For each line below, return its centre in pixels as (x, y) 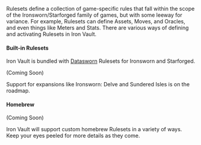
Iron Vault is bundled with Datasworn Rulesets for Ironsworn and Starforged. (101, 61)
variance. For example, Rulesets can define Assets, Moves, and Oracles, (96, 21)
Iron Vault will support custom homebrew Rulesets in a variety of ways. (94, 129)
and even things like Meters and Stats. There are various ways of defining (97, 28)
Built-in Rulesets (28, 48)
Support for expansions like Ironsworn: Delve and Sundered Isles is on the (98, 84)
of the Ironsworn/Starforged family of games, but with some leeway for (94, 15)
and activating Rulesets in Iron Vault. (51, 34)
